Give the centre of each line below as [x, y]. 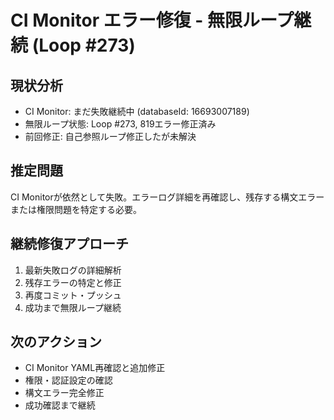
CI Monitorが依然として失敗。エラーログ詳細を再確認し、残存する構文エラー [167, 197]
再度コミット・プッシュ [73, 295]
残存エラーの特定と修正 [73, 282]
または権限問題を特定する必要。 [76, 209]
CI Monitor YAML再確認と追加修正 [95, 368]
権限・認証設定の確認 [68, 380]
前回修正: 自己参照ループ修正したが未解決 [110, 136]
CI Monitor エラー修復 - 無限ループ [152, 20]
